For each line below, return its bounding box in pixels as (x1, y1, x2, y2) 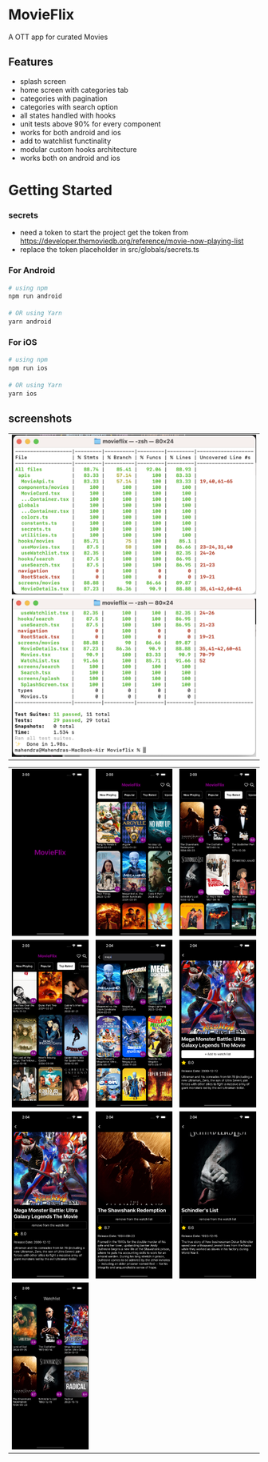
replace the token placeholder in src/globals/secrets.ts (19, 245, 199, 254)
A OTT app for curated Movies (8, 32, 108, 42)
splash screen (19, 76, 66, 86)
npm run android (8, 292, 62, 301)
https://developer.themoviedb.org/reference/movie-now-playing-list (19, 236, 244, 246)
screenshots (8, 411, 73, 425)
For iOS (8, 336, 37, 347)
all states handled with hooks (19, 110, 116, 120)
